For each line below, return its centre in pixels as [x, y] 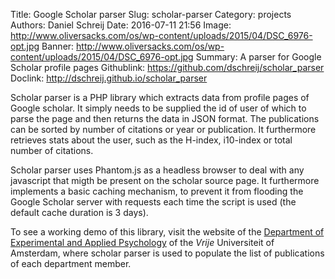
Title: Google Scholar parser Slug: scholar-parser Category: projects [151, 14]
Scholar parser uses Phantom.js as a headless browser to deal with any [157, 170]
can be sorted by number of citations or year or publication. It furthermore [163, 129]
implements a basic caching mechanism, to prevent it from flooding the [157, 191]
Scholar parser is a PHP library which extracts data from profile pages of [160, 97]
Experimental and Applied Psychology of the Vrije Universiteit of [142, 242]
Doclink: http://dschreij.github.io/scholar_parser [109, 78]
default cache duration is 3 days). [79, 212]
